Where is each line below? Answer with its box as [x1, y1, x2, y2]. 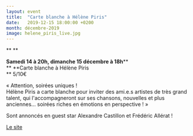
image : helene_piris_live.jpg [6, 31, 81, 37]
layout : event [6, 8, 41, 15]
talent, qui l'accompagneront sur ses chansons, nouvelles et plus [6, 95, 165, 102]
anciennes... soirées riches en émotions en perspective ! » [6, 101, 149, 108]
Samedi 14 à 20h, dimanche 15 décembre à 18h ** [6, 58, 128, 65]
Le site [6, 124, 22, 131]
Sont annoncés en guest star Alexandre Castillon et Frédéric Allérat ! [6, 112, 173, 120]
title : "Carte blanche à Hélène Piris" [6, 14, 108, 20]
